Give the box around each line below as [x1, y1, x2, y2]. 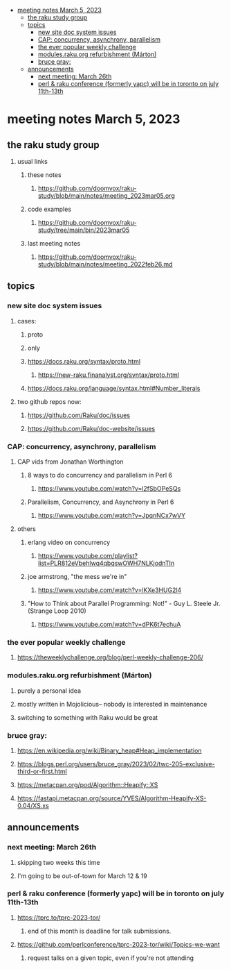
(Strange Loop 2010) [27, 607, 86, 615]
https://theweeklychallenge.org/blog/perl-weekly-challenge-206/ [17, 653, 204, 662]
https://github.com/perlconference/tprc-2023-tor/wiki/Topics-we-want [17, 940, 220, 948]
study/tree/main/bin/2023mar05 [37, 226, 130, 234]
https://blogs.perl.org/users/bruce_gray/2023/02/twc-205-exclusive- [17, 759, 216, 768]
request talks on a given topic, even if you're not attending [27, 954, 194, 962]
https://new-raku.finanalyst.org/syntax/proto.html [37, 371, 180, 379]
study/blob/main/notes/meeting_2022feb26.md [37, 260, 173, 268]
